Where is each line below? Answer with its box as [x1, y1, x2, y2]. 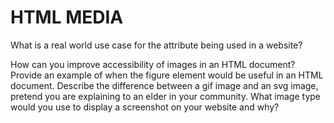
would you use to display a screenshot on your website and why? [10, 101, 280, 113]
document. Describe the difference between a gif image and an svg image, [10, 79, 319, 91]
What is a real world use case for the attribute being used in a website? [10, 39, 303, 51]
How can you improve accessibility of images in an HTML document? [10, 58, 296, 70]
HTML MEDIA [10, 6, 124, 29]
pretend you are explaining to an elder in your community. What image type [10, 90, 321, 102]
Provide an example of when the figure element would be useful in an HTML [10, 69, 324, 81]
